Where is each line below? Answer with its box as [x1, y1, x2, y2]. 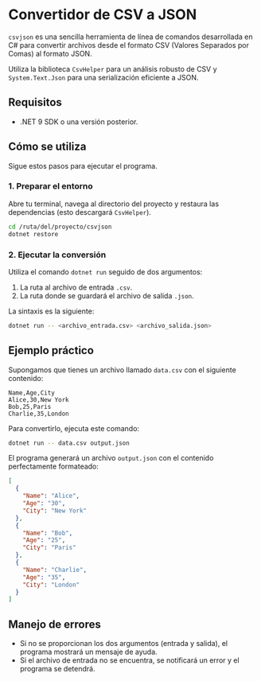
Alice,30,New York [8, 395, 69, 403]
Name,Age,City [8, 388, 56, 397]
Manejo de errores [8, 617, 102, 631]
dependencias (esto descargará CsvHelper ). [8, 207, 151, 216]
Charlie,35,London [8, 410, 69, 418]
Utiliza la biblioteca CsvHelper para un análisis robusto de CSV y [8, 64, 217, 73]
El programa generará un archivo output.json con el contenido [8, 453, 214, 463]
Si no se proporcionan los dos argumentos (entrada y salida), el [19, 639, 228, 648]
